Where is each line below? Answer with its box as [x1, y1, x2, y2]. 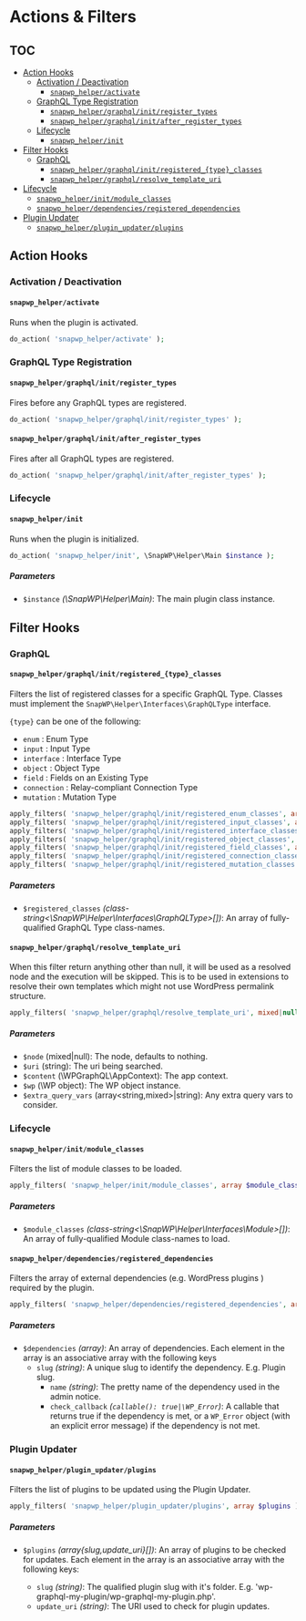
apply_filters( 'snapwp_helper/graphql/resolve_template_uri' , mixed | [9, 1008, 283, 1017]
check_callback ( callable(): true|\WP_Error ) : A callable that [49, 1401, 280, 1412]
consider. [22, 1100, 58, 1110]
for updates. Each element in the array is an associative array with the [22, 1554, 285, 1565]
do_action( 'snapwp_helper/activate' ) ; [9, 335, 166, 344]
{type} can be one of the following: [9, 716, 141, 727]
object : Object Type [22, 762, 100, 773]
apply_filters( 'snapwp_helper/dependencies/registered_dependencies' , [9, 1300, 287, 1309]
